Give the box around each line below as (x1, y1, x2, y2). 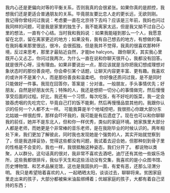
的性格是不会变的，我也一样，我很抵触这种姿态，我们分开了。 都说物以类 (5, 144, 157, 150)
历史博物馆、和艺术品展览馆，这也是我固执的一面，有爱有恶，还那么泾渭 (5, 163, 156, 169)
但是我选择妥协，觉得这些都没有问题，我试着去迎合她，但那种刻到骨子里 (14, 138, 165, 144)
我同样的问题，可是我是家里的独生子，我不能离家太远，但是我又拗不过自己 (5, 23, 160, 29)
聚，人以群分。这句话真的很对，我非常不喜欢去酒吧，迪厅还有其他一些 (5, 150, 152, 156)
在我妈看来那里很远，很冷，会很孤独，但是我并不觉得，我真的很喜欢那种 (5, 43, 156, 48)
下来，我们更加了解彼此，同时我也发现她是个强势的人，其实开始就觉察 (9, 132, 156, 137)
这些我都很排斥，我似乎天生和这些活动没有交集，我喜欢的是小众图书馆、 (14, 157, 165, 163)
